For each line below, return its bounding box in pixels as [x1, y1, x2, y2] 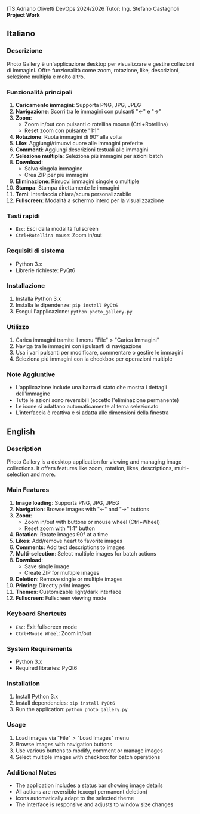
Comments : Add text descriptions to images [15, 544, 125, 551]
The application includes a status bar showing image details [15, 782, 163, 789]
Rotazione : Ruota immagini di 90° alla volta [15, 133, 122, 140]
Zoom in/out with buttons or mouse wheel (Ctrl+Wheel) [24, 519, 161, 526]
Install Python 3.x [15, 693, 59, 700]
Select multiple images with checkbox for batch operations [15, 753, 161, 760]
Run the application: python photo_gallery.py [15, 706, 128, 713]
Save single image [24, 563, 70, 570]
